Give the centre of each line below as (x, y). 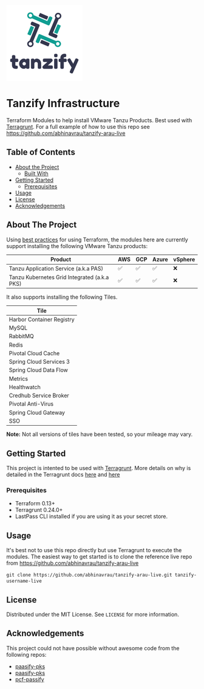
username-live (24, 581)
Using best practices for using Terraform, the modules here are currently (97, 240)
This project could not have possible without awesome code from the (93, 648)
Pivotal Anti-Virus (31, 404)
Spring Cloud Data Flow (39, 370)
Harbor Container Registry (42, 319)
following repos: (26, 654)
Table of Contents (41, 152)
